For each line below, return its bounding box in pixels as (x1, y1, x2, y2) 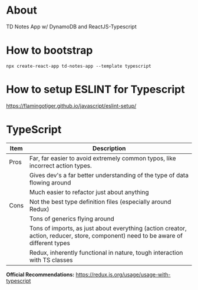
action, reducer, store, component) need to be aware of (29, 231, 183, 239)
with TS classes (29, 256, 73, 264)
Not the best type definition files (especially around (29, 197, 171, 206)
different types (29, 239, 71, 247)
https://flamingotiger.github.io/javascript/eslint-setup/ (6, 102, 137, 109)
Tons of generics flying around (29, 215, 115, 223)
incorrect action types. (29, 162, 93, 170)
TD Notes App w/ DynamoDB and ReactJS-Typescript (6, 23, 137, 30)
